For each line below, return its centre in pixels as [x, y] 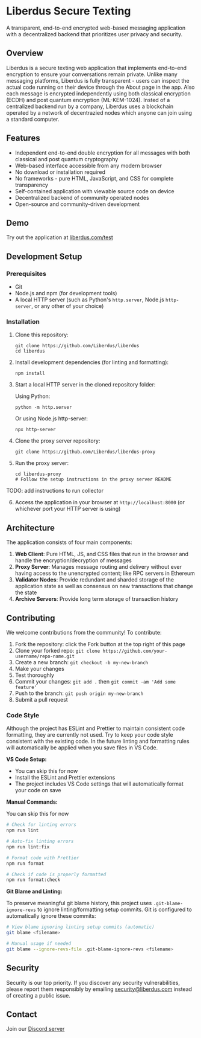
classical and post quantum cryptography [66, 159]
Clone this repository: [42, 335]
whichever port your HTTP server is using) [68, 509]
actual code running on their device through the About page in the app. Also [100, 87]
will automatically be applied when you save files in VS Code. [82, 748]
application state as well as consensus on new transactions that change [104, 586]
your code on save [38, 790]
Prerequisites [26, 274]
